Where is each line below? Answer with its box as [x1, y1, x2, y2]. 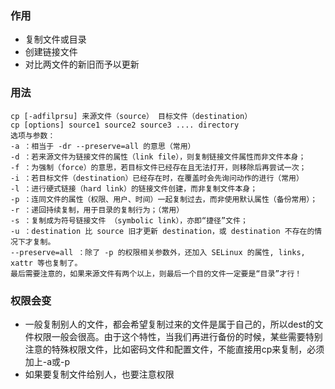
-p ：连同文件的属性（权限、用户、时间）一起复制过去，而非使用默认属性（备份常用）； [10, 194, 318, 204]
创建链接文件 [24, 46, 78, 58]
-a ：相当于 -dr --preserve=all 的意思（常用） [10, 141, 196, 151]
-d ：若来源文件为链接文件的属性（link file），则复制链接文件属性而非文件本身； [10, 152, 307, 162]
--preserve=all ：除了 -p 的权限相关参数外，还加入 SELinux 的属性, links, [10, 247, 306, 257]
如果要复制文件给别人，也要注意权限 [24, 368, 175, 380]
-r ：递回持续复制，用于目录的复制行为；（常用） [10, 205, 185, 215]
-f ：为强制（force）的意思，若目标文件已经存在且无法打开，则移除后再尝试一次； [10, 162, 307, 172]
